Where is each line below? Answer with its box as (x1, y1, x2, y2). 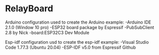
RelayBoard (5, 3, 53, 14)
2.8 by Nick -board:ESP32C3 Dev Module (5, 29, 90, 35)
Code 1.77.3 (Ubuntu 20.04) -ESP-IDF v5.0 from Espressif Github (5, 44, 136, 50)
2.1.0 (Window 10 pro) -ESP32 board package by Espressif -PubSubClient (5, 24, 154, 30)
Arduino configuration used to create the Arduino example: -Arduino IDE (5, 19, 152, 25)
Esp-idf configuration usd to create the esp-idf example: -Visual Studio (5, 39, 149, 45)
